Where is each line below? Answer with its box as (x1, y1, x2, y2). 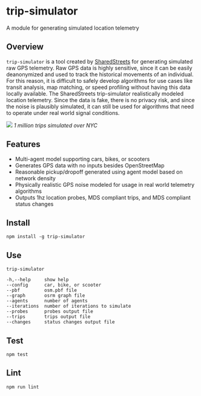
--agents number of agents (6, 298, 88, 304)
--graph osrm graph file (6, 293, 85, 299)
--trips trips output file (6, 314, 91, 320)
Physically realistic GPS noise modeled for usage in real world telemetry (15, 181, 195, 188)
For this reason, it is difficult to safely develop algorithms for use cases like (6, 77, 193, 84)
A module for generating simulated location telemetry (6, 24, 139, 31)
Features (6, 139, 41, 149)
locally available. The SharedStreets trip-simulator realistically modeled (6, 89, 184, 97)
